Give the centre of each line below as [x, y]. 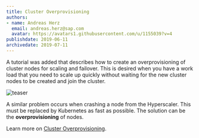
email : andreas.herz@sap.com [48, 28]
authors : [17, 17]
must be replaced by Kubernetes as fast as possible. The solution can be [96, 111]
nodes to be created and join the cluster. [56, 81]
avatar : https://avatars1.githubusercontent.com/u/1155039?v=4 [92, 34]
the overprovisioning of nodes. [45, 116]
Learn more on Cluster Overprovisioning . [56, 128]
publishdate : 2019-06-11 [37, 39]
